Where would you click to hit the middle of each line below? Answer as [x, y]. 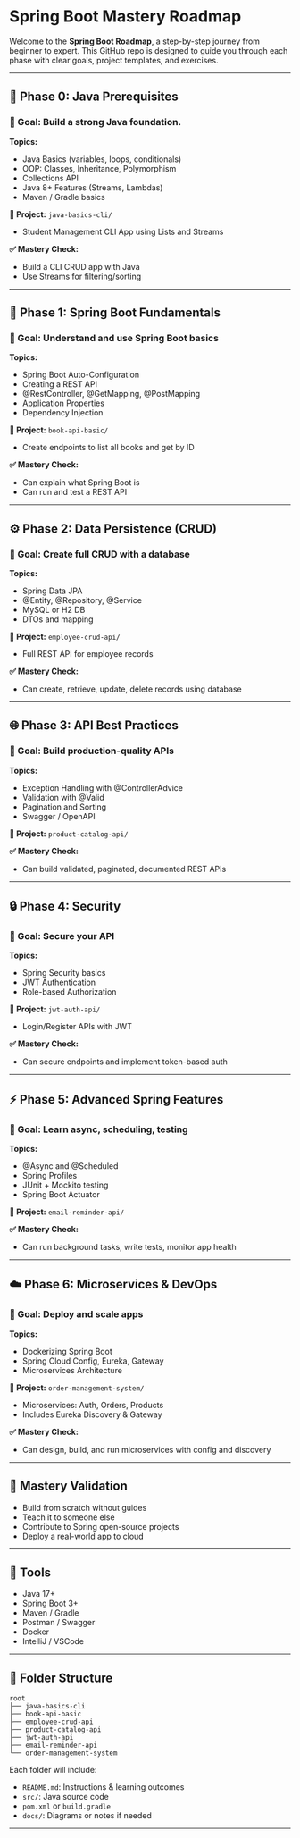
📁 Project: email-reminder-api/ [67, 1212]
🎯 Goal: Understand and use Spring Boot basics [114, 338]
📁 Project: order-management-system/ [77, 1388]
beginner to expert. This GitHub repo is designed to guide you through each [149, 50]
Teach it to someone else [68, 1517]
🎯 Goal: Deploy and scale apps [76, 1314]
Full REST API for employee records [87, 654]
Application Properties [63, 403]
